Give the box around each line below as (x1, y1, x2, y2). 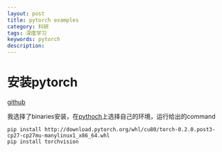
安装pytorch (7, 74, 78, 90)
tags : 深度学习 (7, 29, 47, 37)
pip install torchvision (7, 138, 79, 145)
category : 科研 (7, 23, 49, 30)
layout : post (7, 10, 45, 17)
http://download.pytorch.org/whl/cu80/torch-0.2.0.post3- (44, 126, 216, 133)
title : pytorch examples (7, 17, 79, 24)
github (7, 98, 26, 106)
